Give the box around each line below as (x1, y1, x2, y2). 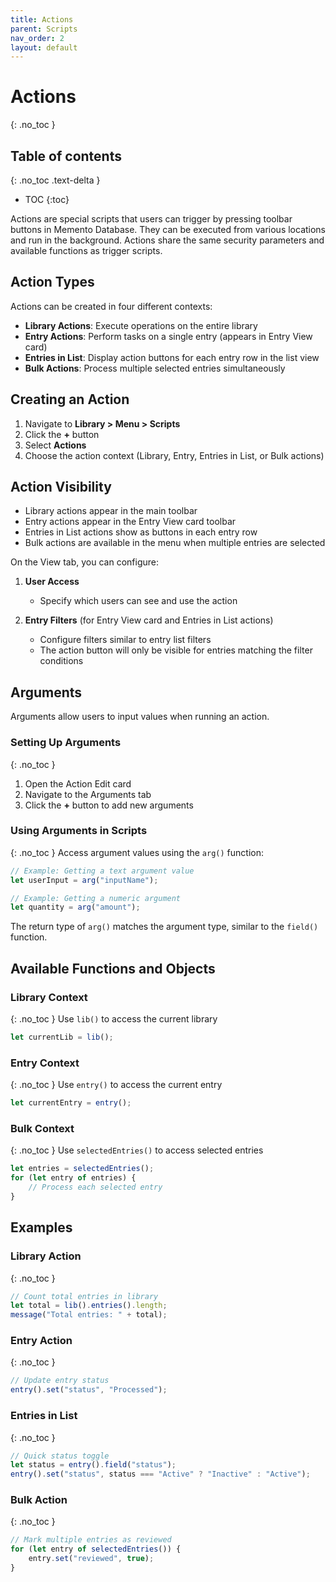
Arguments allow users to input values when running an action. (10, 711, 270, 723)
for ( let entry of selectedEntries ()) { (10, 1544, 182, 1555)
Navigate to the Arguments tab (24, 788, 152, 800)
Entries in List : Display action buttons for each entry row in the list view (24, 351, 320, 363)
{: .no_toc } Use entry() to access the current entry (10, 1079, 223, 1091)
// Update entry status (10, 1376, 110, 1386)
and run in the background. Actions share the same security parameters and (10, 234, 325, 246)
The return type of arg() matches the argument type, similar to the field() (10, 921, 319, 933)
